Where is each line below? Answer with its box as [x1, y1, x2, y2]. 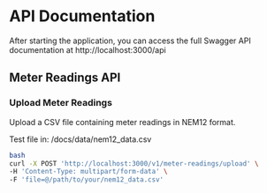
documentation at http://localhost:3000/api [9, 44, 166, 55]
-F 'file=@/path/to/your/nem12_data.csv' [9, 175, 164, 184]
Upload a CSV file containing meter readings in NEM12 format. [9, 116, 236, 127]
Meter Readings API [9, 71, 121, 85]
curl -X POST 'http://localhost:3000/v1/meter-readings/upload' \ [9, 159, 259, 168]
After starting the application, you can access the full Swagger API [9, 35, 252, 46]
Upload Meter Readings [9, 97, 113, 109]
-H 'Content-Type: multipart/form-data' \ [9, 167, 168, 176]
